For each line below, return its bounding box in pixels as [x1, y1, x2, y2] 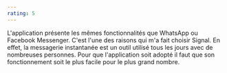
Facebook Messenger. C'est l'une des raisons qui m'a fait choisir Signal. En [7, 35, 220, 44]
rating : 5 [7, 10, 36, 17]
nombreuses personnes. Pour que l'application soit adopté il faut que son [7, 50, 215, 59]
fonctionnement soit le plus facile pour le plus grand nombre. [7, 57, 180, 65]
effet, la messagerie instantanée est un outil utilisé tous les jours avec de [7, 43, 213, 51]
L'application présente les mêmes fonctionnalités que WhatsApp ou [7, 29, 198, 37]
